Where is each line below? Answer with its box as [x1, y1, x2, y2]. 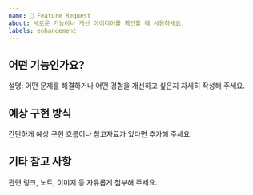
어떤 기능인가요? [8, 58, 85, 72]
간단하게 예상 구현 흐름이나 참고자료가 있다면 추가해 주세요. [8, 129, 192, 138]
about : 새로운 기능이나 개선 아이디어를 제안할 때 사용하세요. [8, 19, 185, 27]
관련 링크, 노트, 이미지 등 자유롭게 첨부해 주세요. [8, 177, 158, 187]
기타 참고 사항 [8, 155, 72, 169]
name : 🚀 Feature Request [8, 11, 91, 20]
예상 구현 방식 [8, 106, 72, 120]
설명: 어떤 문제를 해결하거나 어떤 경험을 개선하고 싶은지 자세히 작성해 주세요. [8, 81, 246, 90]
